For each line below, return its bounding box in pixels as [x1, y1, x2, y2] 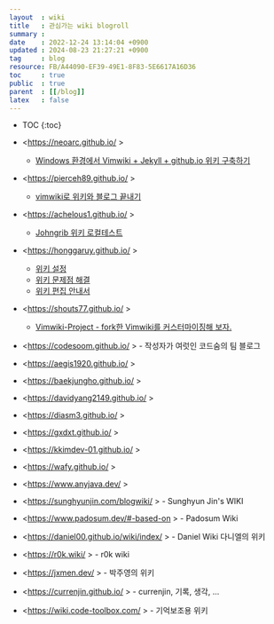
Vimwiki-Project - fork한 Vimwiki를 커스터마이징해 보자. [35, 321, 232, 333]
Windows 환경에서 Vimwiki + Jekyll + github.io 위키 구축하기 [35, 155, 251, 166]
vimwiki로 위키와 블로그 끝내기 [35, 192, 142, 202]
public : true [9, 79, 66, 88]
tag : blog [9, 54, 66, 63]
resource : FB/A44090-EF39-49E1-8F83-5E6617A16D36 [9, 63, 197, 72]
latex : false [9, 95, 69, 105]
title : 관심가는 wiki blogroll [9, 21, 129, 30]
